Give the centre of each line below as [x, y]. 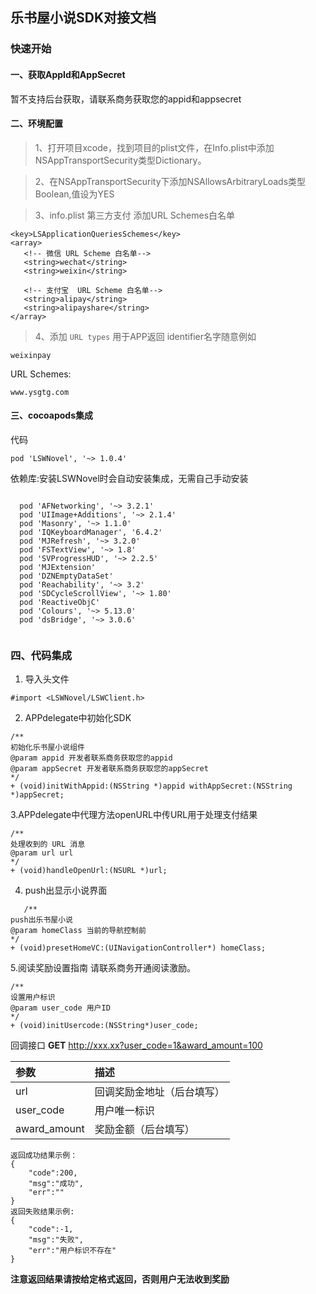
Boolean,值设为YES [74, 194]
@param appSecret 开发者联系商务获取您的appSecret [109, 769]
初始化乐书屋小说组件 [47, 748]
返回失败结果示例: [42, 1212]
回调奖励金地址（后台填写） [159, 1092]
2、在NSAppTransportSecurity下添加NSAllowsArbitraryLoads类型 [170, 181]
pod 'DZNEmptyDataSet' [66, 576]
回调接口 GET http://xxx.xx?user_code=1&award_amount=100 [136, 1045]
